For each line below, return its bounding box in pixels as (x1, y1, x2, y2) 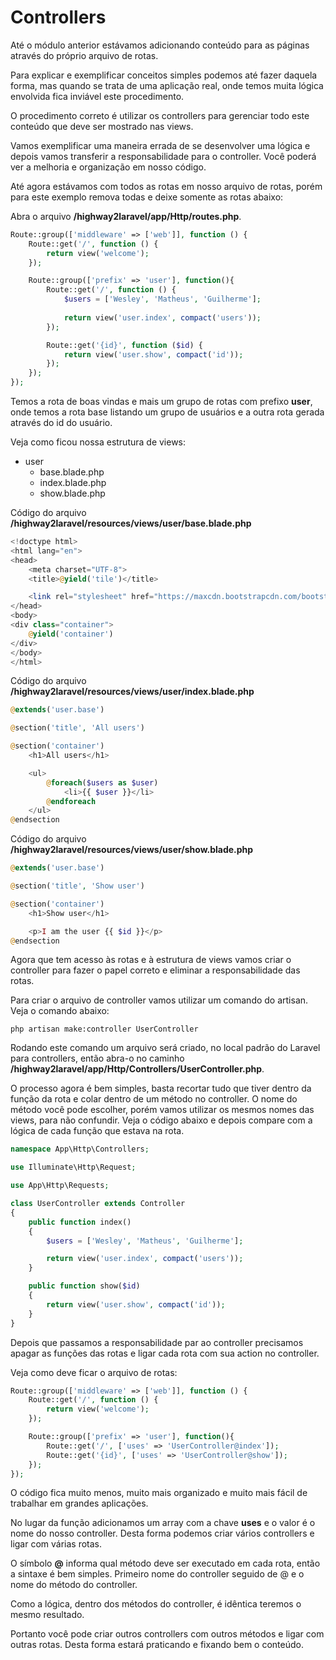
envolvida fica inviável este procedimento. (10, 90, 185, 102)
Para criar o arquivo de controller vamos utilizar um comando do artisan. (10, 994, 309, 1006)
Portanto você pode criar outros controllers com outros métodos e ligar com (10, 1628, 325, 1640)
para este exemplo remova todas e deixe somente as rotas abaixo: (10, 191, 284, 203)
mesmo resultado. (10, 1609, 85, 1621)
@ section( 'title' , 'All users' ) (10, 723, 145, 733)
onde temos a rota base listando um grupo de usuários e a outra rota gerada (10, 406, 325, 418)
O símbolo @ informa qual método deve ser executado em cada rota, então (10, 1557, 321, 1570)
